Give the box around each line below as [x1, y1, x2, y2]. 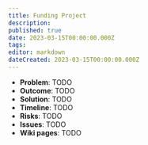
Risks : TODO [19, 111, 63, 120]
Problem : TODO [19, 77, 73, 87]
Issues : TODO [19, 120, 66, 129]
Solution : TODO [19, 94, 73, 104]
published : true [8, 26, 62, 34]
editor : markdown [8, 48, 66, 56]
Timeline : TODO [19, 102, 74, 112]
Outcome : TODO [19, 86, 75, 95]
